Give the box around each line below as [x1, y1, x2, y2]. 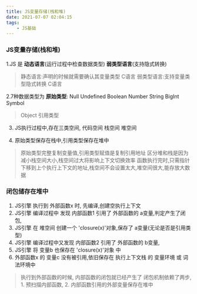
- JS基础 [16, 25, 36, 31]
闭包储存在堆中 [6, 187, 49, 195]
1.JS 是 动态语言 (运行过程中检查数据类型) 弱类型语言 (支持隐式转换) [6, 60, 167, 67]
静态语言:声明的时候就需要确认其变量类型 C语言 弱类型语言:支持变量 [20, 73, 185, 80]
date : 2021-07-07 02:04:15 [6, 14, 72, 20]
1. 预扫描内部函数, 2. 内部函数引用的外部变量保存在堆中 [20, 281, 153, 288]
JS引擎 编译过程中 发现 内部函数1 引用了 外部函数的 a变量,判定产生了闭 [14, 209, 186, 216]
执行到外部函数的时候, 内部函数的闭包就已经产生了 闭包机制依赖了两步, [20, 273, 192, 280]
